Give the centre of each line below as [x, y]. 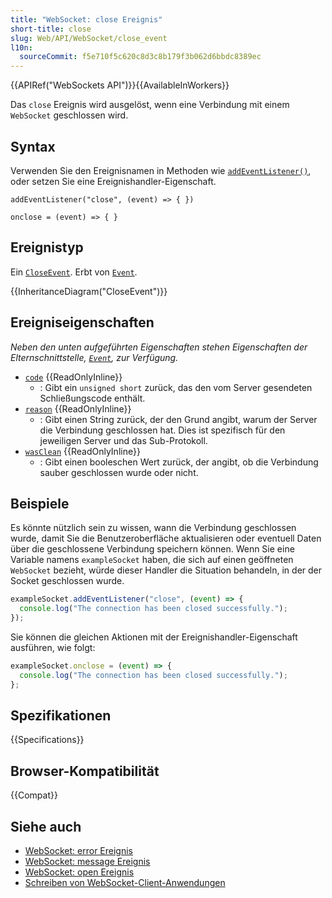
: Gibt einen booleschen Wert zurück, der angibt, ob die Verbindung [179, 462]
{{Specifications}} [47, 740]
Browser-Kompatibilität [85, 771]
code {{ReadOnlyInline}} [73, 377]
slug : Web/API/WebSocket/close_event [89, 38]
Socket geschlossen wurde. [67, 581]
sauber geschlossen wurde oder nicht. [119, 472]
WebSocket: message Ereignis [87, 862]
